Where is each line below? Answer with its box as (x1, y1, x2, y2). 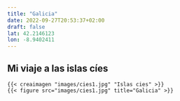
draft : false (7, 23, 46, 30)
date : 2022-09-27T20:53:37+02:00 (7, 17, 105, 24)
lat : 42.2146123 (7, 29, 55, 37)
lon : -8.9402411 (7, 36, 55, 43)
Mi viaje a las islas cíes (7, 62, 109, 74)
